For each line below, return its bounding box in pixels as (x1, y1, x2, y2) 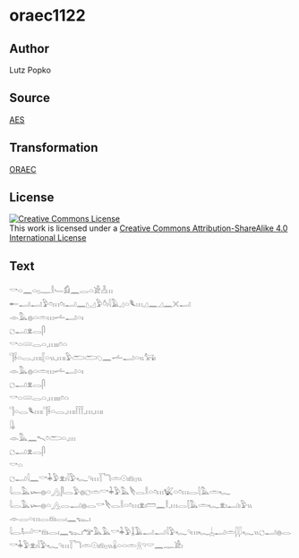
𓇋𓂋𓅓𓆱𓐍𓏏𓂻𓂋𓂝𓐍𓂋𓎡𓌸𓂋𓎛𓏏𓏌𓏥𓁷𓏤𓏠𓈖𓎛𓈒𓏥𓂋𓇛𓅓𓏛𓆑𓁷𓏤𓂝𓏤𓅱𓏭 (9, 500, 252, 511)
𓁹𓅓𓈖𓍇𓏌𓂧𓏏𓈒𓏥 (9, 433, 76, 444)
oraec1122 (9, 5, 87, 26)
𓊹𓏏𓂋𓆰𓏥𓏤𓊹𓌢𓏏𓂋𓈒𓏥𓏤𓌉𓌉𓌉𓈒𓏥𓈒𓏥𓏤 (9, 406, 104, 417)
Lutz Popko (9, 64, 52, 75)
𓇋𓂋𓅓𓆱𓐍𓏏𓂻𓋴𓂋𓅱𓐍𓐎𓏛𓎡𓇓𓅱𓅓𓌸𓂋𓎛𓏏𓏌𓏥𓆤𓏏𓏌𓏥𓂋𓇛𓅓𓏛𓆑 (9, 486, 231, 497)
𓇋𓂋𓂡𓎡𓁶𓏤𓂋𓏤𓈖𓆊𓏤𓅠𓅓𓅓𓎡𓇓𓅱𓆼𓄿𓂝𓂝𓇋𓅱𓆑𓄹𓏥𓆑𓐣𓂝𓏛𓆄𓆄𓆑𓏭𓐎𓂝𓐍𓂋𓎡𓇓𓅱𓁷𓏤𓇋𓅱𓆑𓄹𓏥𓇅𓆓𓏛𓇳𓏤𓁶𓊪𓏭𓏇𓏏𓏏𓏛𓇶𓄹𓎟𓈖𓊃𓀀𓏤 (9, 527, 292, 537)
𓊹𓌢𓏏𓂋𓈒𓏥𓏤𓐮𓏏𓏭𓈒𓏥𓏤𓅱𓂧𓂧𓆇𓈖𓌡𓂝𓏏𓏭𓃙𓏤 (9, 352, 157, 363)
